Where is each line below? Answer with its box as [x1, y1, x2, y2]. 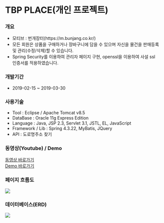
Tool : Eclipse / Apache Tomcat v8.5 [12, 110, 85, 116]
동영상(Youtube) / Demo [5, 145, 62, 152]
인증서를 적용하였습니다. [12, 60, 59, 66]
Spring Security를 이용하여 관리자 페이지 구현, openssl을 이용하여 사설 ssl [12, 54, 156, 60]
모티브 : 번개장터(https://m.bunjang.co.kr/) [12, 35, 96, 41]
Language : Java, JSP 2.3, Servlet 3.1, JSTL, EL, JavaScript [12, 120, 132, 126]
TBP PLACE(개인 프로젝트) [5, 4, 109, 16]
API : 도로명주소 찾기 [12, 131, 53, 137]
